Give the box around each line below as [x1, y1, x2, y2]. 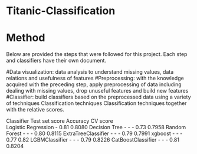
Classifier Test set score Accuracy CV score [6, 117, 113, 124]
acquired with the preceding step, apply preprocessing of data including [6, 81, 182, 88]
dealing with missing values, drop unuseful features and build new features [6, 87, 189, 94]
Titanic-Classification [6, 4, 116, 18]
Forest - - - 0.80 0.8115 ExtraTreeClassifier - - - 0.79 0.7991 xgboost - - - [6, 130, 183, 137]
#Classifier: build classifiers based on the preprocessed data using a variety [6, 93, 191, 101]
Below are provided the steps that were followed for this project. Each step [6, 51, 188, 58]
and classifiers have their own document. [6, 57, 107, 64]
